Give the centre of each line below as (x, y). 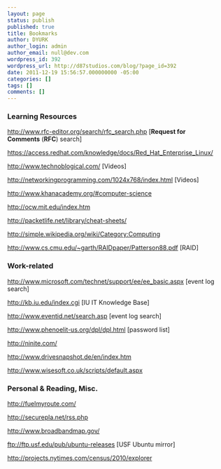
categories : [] (29, 79)
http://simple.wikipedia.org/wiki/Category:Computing (84, 234)
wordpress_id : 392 (34, 60)
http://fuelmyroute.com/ (42, 404)
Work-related (30, 266)
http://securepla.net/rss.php (48, 417)
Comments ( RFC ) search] (45, 139)
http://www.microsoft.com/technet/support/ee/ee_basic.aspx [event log (111, 281)
